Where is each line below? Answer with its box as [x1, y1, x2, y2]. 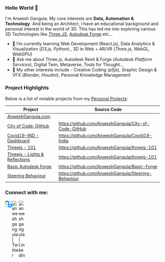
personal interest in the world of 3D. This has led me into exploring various [5, 26, 156, 32]
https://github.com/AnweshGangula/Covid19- [58, 132, 152, 138]
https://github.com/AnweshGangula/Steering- [58, 170, 152, 176]
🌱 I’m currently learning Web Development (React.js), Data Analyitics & [12, 41, 155, 47]
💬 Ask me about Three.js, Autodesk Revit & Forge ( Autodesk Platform [12, 57, 152, 62]
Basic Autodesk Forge [7, 163, 52, 169]
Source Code [94, 107, 122, 113]
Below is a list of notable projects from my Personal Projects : [5, 95, 128, 101]
